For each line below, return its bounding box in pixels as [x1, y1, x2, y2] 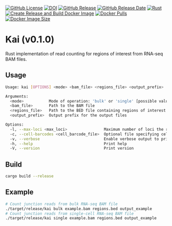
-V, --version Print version [10, 146, 134, 151]
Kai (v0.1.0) [5, 34, 55, 46]
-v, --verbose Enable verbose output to [10, 136, 159, 141]
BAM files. [5, 56, 27, 62]
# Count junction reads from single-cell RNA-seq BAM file [5, 211, 134, 216]
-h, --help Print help [10, 141, 127, 146]
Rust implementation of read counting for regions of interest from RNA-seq [5, 50, 163, 56]
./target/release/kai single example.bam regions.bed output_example [5, 216, 157, 221]
